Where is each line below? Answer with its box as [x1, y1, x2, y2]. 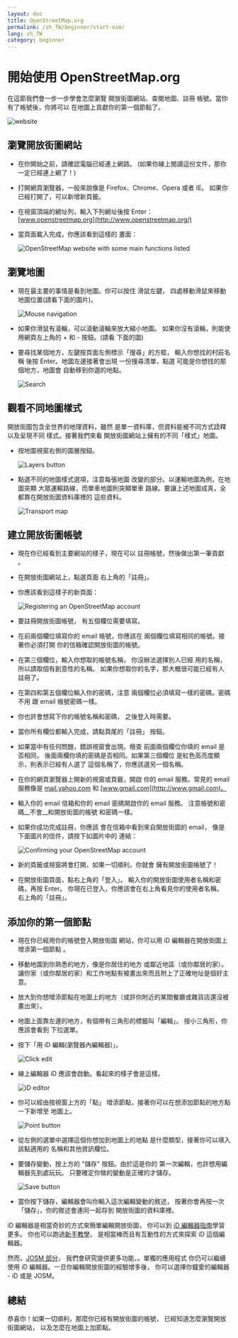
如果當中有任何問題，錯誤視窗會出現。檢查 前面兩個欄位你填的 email [17, 743, 217, 751]
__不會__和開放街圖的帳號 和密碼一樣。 [23, 808, 137, 816]
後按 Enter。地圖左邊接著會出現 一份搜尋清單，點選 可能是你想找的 [25, 357, 221, 365]
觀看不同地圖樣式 [7, 402, 82, 414]
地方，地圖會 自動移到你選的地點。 [23, 365, 125, 374]
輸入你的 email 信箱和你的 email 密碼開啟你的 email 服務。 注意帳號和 [17, 799, 220, 808]
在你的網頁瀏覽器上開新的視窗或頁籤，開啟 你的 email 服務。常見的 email [17, 775, 230, 784]
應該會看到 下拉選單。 [17, 1026, 82, 1034]
